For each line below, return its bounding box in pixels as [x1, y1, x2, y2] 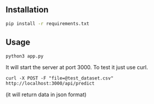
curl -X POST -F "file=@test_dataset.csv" [5, 75, 114, 81]
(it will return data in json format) [5, 91, 87, 98]
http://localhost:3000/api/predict [5, 80, 95, 86]
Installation [5, 5, 49, 15]
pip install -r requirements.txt [5, 20, 90, 26]
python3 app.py [5, 53, 44, 59]
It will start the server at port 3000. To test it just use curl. [5, 63, 149, 71]
